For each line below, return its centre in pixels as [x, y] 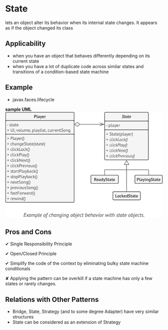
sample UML [18, 109]
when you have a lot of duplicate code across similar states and [78, 66]
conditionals [18, 269]
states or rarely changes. [31, 284]
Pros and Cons [28, 232]
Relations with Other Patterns [52, 299]
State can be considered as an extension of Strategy [66, 322]
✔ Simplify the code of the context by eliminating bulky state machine [77, 263]
